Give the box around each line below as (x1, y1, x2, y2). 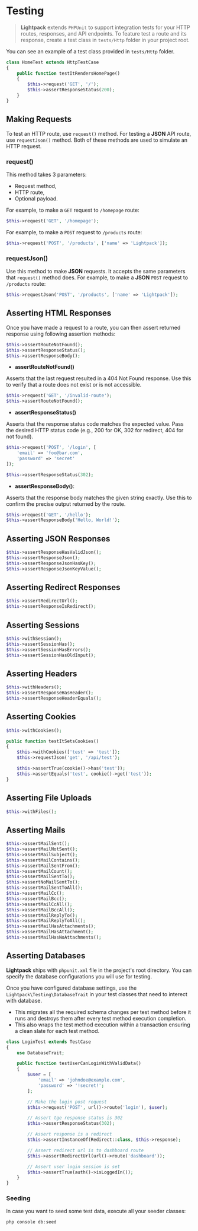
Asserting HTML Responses (6, 308, 112, 318)
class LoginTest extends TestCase (6, 1039, 92, 1045)
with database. (6, 997, 43, 1004)
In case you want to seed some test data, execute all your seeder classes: (6, 1208, 186, 1215)
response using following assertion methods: (6, 330, 116, 337)
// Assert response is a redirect (27, 1131, 112, 1137)
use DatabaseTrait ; (17, 1050, 65, 1056)
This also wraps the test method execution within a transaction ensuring (14, 1021, 190, 1028)
